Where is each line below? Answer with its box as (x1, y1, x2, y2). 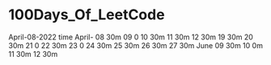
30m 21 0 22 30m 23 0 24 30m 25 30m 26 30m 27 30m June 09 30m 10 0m (8, 40, 263, 50)
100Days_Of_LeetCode (8, 6, 165, 24)
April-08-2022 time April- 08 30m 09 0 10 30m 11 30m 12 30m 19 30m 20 (8, 32, 253, 42)
